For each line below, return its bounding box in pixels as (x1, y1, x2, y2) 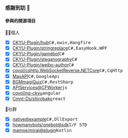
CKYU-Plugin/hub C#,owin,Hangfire (12, 40, 91, 46)
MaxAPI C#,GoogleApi (12, 73, 60, 79)
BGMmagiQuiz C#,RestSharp (12, 78, 73, 85)
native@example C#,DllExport (12, 116, 78, 122)
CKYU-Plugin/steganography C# (12, 56, 77, 63)
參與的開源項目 (5, 17, 36, 23)
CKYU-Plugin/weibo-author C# (12, 62, 74, 68)
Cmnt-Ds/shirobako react (12, 95, 66, 101)
